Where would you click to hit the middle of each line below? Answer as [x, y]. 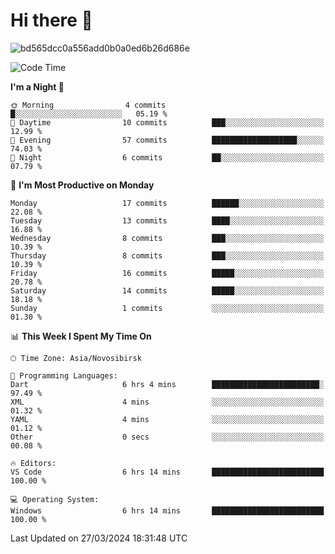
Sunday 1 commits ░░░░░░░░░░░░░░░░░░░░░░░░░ [167, 308]
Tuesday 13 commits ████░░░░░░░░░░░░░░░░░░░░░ [167, 220]
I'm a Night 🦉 [37, 86]
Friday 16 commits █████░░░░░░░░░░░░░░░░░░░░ [167, 273]
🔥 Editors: [33, 463]
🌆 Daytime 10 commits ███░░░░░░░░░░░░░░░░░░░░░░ [167, 122]
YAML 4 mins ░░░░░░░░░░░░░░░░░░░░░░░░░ [167, 419]
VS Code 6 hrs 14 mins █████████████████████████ [167, 472]
